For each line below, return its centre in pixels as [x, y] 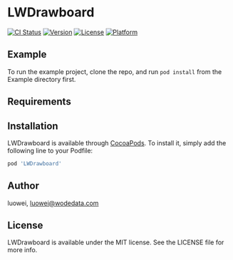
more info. [22, 250]
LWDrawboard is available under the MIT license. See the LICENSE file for [116, 242]
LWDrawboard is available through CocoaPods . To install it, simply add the [117, 142]
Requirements [39, 102]
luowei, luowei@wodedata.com [53, 203]
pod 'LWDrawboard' [35, 163]
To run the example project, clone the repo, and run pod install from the [115, 71]
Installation [33, 126]
